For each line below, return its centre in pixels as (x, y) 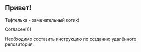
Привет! (18, 8)
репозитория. (19, 44)
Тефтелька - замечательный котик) (42, 20)
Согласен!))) (18, 29)
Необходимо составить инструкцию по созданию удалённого (71, 39)
